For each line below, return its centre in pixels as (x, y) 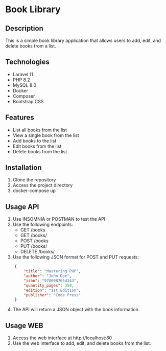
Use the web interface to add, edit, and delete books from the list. (82, 343)
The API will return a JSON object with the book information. (76, 310)
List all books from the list (40, 130)
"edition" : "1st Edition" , (52, 290)
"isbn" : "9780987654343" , (51, 280)
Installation (23, 168)
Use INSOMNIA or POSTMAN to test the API (59, 219)
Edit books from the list (37, 146)
